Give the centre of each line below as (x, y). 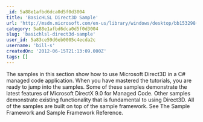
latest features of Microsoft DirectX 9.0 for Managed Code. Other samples (98, 93)
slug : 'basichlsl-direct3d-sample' (51, 34)
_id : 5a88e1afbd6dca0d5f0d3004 (46, 12)
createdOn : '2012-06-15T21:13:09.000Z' (56, 51)
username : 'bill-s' (31, 46)
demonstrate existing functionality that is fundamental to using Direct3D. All (100, 100)
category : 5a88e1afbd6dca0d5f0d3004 (52, 29)
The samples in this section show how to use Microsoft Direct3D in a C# (96, 74)
